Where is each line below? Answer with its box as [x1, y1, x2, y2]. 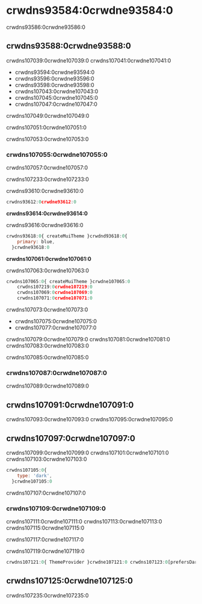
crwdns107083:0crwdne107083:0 [6, 342, 89, 349]
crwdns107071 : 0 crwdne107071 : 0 [17, 295, 93, 301]
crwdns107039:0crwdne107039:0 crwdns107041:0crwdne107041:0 [6, 56, 171, 64]
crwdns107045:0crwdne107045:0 [14, 94, 98, 101]
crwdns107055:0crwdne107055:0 [6, 150, 108, 159]
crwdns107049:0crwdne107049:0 [6, 112, 90, 119]
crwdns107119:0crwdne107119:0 [6, 548, 85, 555]
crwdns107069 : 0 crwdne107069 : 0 [17, 290, 93, 296]
